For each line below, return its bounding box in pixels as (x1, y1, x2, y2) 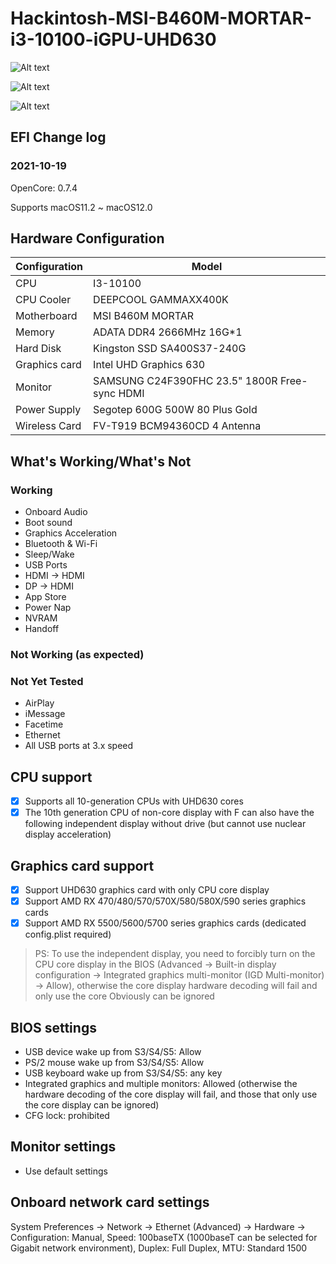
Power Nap (24, 602, 72, 614)
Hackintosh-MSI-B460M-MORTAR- (10, 7, 313, 30)
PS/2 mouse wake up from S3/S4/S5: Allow (24, 1057, 205, 1069)
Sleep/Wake (24, 548, 75, 561)
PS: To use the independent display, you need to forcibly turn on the (34, 948, 316, 960)
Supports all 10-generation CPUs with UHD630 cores (24, 795, 244, 807)
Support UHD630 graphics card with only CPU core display (24, 884, 270, 896)
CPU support (10, 768, 93, 786)
